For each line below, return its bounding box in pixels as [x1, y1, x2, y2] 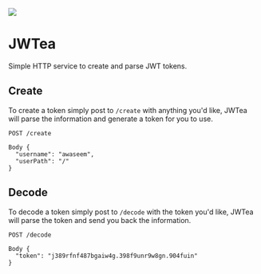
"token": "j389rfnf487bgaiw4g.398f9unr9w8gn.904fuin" [15, 252, 198, 260]
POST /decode [8, 231, 52, 239]
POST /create [8, 129, 52, 137]
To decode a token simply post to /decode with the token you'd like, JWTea [8, 207, 254, 217]
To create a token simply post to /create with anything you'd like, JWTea [8, 105, 247, 115]
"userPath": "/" [15, 157, 69, 165]
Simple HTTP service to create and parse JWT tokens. [8, 61, 188, 71]
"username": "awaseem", [15, 150, 94, 159]
